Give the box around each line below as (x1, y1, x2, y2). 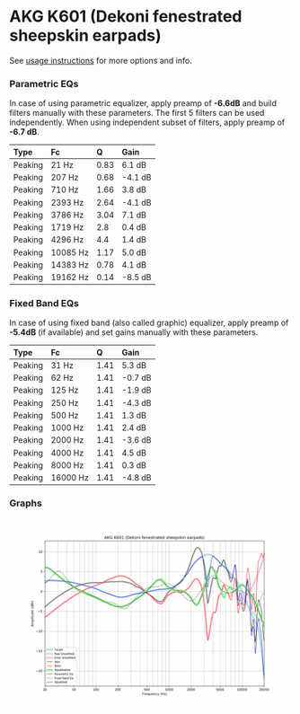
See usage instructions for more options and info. (9, 55, 193, 66)
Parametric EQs (9, 77, 79, 90)
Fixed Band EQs (9, 296, 79, 309)
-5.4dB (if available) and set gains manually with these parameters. (9, 327, 259, 338)
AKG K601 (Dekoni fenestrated (9, 6, 243, 27)
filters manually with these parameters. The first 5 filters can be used (9, 108, 265, 119)
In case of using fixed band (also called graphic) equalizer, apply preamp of (9, 317, 289, 329)
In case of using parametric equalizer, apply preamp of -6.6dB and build (9, 98, 277, 109)
